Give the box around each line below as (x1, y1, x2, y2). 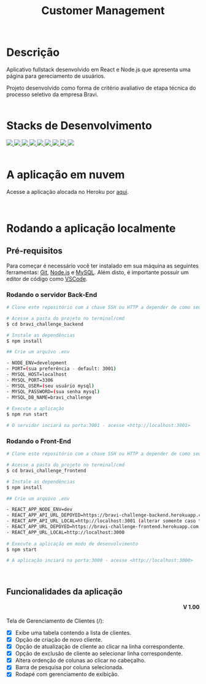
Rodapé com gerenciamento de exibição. (15, 671, 120, 678)
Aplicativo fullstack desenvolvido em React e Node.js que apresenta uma (6, 66, 191, 73)
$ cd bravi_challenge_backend (6, 321, 84, 327)
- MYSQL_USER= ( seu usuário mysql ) (6, 383, 95, 389)
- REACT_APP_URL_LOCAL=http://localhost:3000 (6, 529, 124, 536)
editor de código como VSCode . (6, 275, 88, 282)
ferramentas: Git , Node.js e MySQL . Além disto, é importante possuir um (6, 268, 189, 276)
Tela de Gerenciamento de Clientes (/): (6, 617, 104, 624)
